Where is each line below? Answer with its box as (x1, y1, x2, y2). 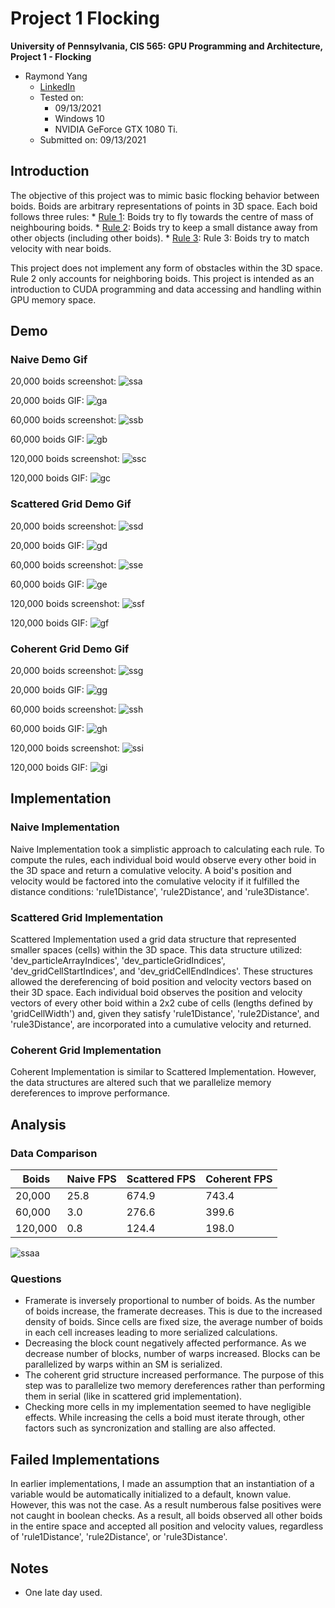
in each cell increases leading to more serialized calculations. (24, 1327, 278, 1339)
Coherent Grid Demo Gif (10, 642, 130, 656)
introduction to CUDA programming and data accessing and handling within (10, 283, 322, 295)
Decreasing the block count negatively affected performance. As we (24, 1337, 307, 1349)
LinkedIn (39, 80, 76, 92)
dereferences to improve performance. (10, 1087, 171, 1099)
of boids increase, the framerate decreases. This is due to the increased (24, 1305, 323, 1317)
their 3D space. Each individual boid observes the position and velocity (10, 987, 303, 999)
